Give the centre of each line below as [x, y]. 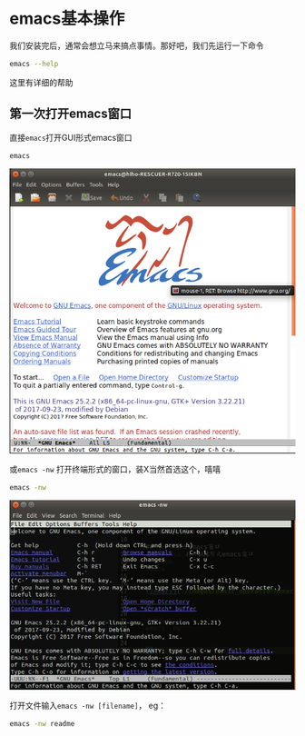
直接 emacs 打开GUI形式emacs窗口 [71, 137]
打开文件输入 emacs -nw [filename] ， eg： [88, 705]
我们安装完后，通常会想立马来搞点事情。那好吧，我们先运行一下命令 [137, 45]
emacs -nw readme [42, 723]
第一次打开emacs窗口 [70, 114]
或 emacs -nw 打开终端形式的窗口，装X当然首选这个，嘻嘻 [115, 470]
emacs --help [34, 64]
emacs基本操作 [67, 19]
